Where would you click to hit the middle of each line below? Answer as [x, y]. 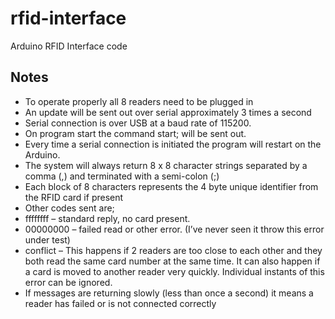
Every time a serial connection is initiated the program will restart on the [173, 144]
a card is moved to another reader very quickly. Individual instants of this [174, 271]
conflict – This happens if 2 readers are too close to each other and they [173, 250]
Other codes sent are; [69, 208]
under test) [47, 239]
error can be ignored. [68, 282]
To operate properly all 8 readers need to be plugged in [139, 101]
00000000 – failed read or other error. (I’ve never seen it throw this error [174, 229]
